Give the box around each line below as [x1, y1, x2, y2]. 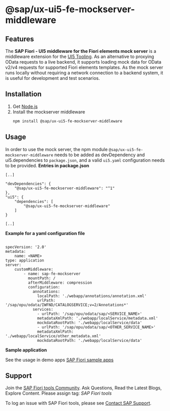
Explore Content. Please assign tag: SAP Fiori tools [5, 390, 112, 396]
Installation [5, 90, 42, 99]
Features [5, 35, 34, 43]
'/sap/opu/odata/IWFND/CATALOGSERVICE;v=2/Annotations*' [5, 302, 129, 307]
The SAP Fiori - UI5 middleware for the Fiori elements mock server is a [5, 48, 157, 54]
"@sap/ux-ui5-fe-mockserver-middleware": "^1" [14, 186, 115, 191]
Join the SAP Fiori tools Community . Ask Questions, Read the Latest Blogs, [5, 385, 162, 391]
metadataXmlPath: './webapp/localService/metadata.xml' [37, 315, 158, 321]
